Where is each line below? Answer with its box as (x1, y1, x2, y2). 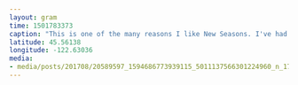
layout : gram (9, 12, 58, 22)
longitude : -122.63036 (9, 46, 93, 55)
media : (9, 54, 34, 63)
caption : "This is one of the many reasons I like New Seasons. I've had (9, 29, 288, 38)
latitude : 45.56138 (9, 37, 82, 47)
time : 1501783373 (9, 21, 74, 30)
